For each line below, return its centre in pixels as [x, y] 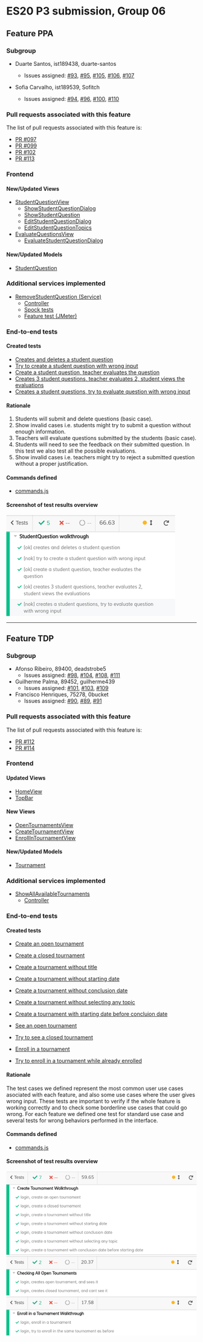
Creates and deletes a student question [64, 359]
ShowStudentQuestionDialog [60, 208]
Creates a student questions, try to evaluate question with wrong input [102, 392]
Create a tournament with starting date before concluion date [91, 1014]
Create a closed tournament [50, 955]
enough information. [40, 432]
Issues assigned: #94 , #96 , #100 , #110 [72, 98]
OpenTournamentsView [44, 825]
